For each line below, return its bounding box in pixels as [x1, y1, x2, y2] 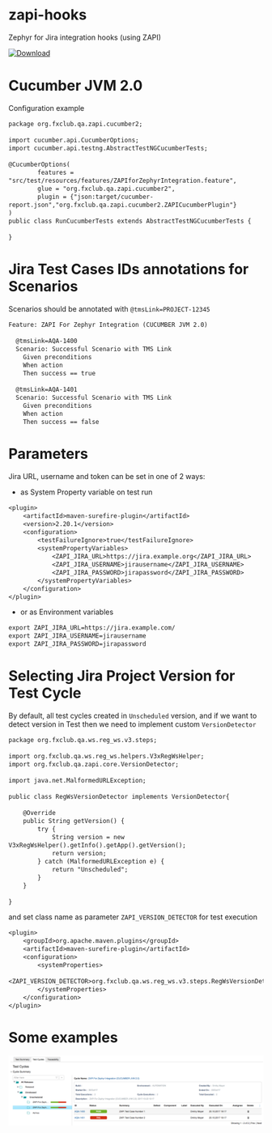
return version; [51, 849, 107, 857]
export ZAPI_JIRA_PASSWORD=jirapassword [8, 639, 147, 648]
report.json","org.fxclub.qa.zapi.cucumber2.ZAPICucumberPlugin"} [8, 201, 237, 209]
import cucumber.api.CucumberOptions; [8, 136, 139, 144]
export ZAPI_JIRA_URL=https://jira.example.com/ [8, 623, 176, 632]
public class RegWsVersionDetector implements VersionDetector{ [8, 792, 230, 800]
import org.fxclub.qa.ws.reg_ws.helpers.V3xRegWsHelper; [8, 752, 205, 760]
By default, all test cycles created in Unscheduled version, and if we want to [8, 711, 257, 720]
